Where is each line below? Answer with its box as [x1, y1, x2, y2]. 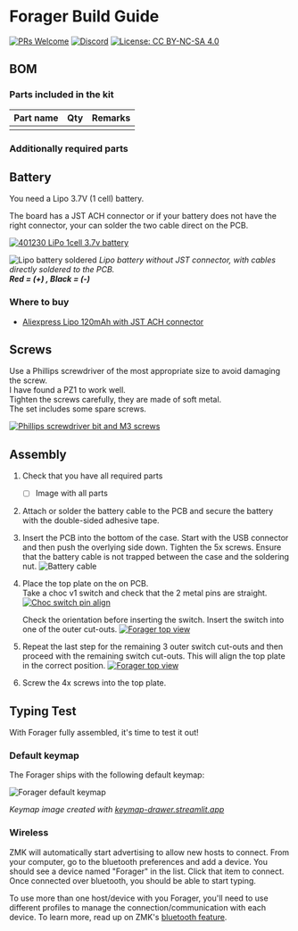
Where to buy [9, 296, 70, 309]
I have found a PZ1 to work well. [9, 385, 127, 395]
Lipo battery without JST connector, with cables [98, 254, 277, 265]
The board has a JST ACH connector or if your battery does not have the [9, 211, 277, 221]
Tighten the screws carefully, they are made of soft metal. [9, 395, 222, 405]
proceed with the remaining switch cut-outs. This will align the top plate [21, 651, 286, 661]
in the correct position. [21, 661, 106, 671]
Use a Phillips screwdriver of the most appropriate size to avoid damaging [9, 366, 281, 377]
